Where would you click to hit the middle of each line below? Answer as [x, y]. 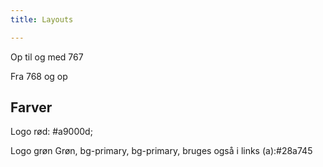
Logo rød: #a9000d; [51, 132]
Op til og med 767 [47, 57]
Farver [31, 107]
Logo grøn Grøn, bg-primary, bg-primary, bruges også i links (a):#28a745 [161, 151]
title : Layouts [42, 19]
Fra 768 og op [39, 76]
